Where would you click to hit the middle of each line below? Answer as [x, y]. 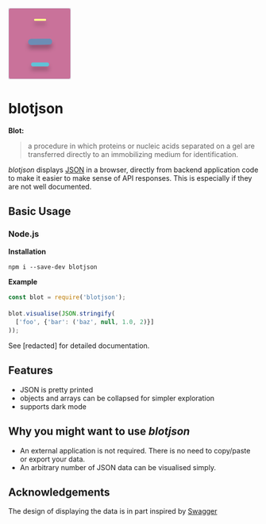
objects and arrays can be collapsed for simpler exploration [117, 398]
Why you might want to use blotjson [99, 432]
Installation [27, 251]
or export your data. [52, 459]
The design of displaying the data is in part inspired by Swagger [113, 511]
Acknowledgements [59, 493]
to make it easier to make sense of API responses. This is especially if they [130, 178]
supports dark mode [53, 406]
